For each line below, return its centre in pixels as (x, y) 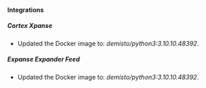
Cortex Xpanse (30, 26)
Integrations (26, 10)
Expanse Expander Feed (44, 59)
